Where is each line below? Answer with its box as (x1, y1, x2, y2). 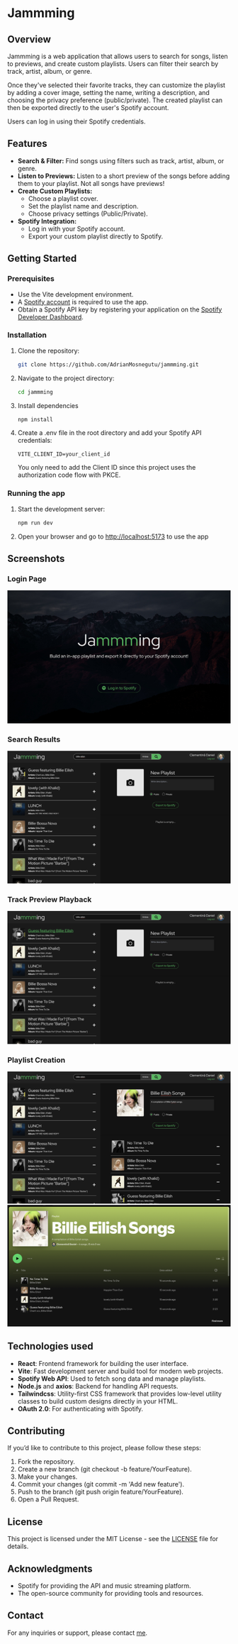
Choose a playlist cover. (28, 194, 98, 203)
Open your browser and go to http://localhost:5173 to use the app (17, 532, 209, 541)
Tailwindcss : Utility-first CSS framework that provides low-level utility (17, 1389, 222, 1398)
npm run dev (17, 519, 53, 526)
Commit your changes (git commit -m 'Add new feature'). (17, 1480, 185, 1489)
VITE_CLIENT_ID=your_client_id (17, 451, 110, 458)
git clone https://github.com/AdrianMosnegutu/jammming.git (17, 360, 199, 368)
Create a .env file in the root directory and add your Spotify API (17, 429, 202, 437)
